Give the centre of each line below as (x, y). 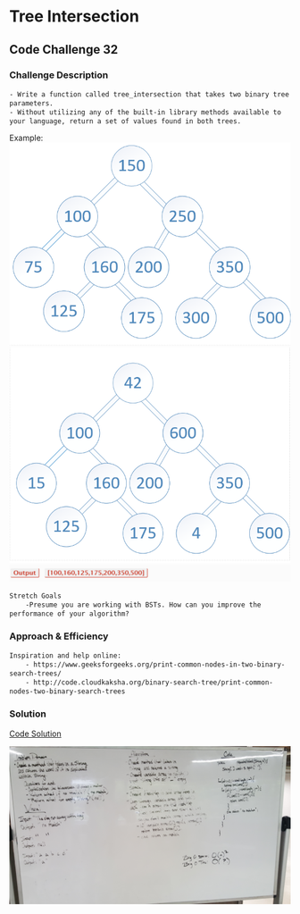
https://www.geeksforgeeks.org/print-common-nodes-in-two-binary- (159, 665)
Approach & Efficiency (59, 636)
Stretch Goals (36, 596)
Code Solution (35, 734)
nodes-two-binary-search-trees (67, 692)
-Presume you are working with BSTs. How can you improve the (143, 605)
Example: (26, 138)
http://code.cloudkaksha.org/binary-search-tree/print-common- (153, 683)
